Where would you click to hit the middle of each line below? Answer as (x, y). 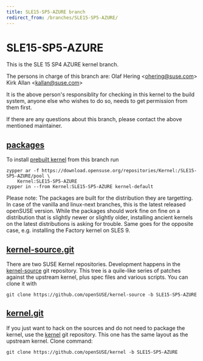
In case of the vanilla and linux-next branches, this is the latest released (96, 205)
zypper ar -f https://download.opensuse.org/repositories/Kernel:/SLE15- (102, 171)
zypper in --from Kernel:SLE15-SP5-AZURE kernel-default (80, 187)
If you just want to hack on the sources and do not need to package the (96, 328)
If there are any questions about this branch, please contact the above (94, 119)
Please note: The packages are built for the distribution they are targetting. (100, 198)
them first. (19, 108)
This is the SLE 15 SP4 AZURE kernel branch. (63, 65)
